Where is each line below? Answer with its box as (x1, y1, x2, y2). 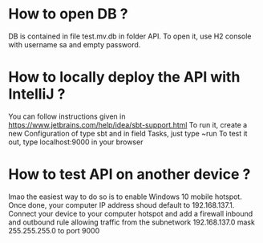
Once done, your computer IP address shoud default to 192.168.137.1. (8, 200, 235, 209)
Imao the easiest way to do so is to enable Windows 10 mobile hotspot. (8, 192, 242, 201)
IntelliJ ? (8, 85, 66, 103)
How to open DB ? (8, 5, 128, 23)
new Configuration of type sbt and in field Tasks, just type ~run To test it (8, 128, 248, 138)
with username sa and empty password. (8, 39, 141, 49)
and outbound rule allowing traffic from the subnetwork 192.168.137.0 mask (8, 217, 255, 227)
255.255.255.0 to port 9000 (8, 225, 100, 235)
